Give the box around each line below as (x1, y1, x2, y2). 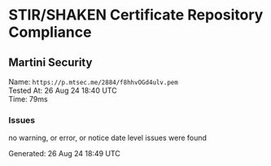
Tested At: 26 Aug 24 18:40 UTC (8, 85, 117, 95)
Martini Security (8, 55, 93, 69)
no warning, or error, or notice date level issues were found (8, 133, 208, 143)
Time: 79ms (8, 94, 48, 103)
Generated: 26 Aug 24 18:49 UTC (8, 149, 120, 159)
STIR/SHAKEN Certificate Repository (8, 6, 264, 24)
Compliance (8, 23, 92, 41)
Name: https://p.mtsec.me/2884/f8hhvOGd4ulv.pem (8, 77, 179, 86)
